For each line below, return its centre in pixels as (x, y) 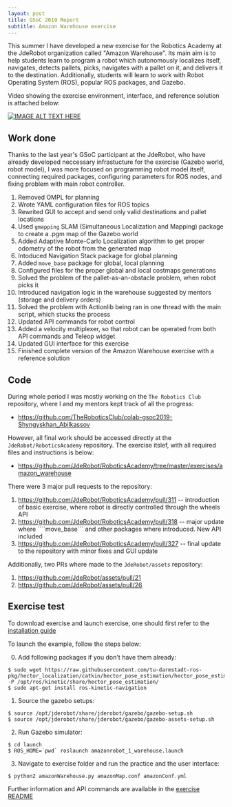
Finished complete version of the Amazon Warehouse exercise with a (116, 351)
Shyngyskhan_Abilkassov (54, 425)
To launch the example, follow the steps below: (75, 644)
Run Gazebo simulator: (50, 732)
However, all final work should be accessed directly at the (89, 438)
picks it (28, 285)
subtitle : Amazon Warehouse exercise (62, 26)
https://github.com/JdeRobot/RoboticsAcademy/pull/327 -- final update (119, 544)
